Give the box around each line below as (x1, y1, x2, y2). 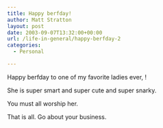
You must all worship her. (7, 99, 79, 107)
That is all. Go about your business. (7, 112, 107, 120)
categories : (7, 42, 41, 49)
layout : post (7, 23, 45, 29)
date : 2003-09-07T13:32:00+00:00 (7, 29, 103, 36)
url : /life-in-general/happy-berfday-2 (7, 36, 121, 42)
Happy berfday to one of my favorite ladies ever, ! (7, 73, 147, 81)
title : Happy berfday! (7, 10, 72, 17)
